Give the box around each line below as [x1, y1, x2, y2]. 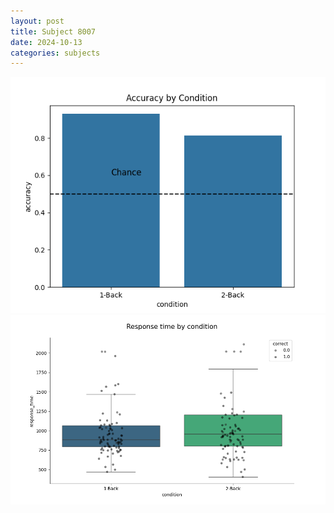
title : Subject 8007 [10, 26, 97, 37]
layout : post [10, 16, 65, 26]
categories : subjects [10, 48, 101, 58]
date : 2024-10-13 [10, 37, 83, 47]
